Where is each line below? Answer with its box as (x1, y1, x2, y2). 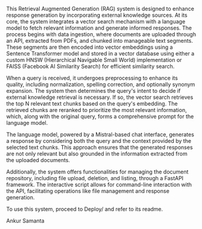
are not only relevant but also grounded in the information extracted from (6, 150, 188, 157)
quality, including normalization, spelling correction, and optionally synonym (6, 81, 195, 88)
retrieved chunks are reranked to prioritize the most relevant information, (6, 107, 187, 113)
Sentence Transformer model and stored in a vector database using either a (6, 50, 195, 57)
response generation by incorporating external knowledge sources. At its (6, 11, 188, 19)
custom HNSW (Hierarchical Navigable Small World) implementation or (6, 57, 182, 63)
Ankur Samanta (6, 217, 45, 224)
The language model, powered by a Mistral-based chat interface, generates (6, 131, 195, 138)
